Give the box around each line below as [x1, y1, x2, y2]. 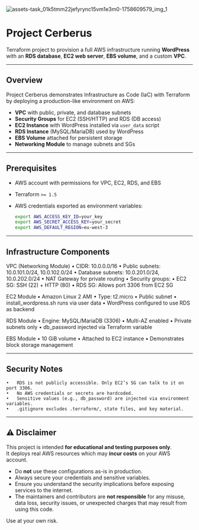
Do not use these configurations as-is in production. [14, 468, 143, 475]
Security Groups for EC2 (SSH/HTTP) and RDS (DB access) [14, 115, 162, 122]
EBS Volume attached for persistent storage [14, 134, 123, 141]
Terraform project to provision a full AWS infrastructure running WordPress [6, 46, 190, 53]
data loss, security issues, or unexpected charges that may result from [14, 499, 188, 506]
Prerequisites [6, 164, 57, 174]
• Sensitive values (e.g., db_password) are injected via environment [6, 396, 190, 402]
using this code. [14, 506, 54, 513]
